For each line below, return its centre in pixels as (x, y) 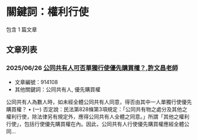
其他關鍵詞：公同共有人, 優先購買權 (57, 89)
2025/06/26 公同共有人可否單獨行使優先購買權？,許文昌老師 (92, 68)
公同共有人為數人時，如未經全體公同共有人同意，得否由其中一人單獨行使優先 (99, 102)
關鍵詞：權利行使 (48, 12)
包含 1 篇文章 (22, 29)
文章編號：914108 (36, 82)
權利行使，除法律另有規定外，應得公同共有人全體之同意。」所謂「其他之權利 (98, 116)
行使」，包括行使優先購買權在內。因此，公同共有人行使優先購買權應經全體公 (98, 124)
